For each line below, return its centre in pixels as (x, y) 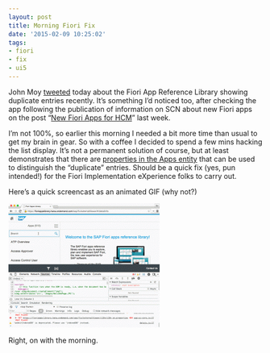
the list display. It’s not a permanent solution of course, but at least (119, 150)
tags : (17, 43)
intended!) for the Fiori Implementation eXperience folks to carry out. (123, 176)
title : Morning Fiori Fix (52, 25)
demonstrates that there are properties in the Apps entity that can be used (132, 159)
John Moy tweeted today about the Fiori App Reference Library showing (128, 92)
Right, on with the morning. (53, 340)
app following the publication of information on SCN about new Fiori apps (130, 109)
